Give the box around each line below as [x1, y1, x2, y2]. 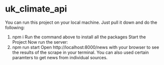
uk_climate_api [5, 3, 67, 15]
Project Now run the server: [12, 39, 69, 45]
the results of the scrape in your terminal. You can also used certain [12, 49, 149, 55]
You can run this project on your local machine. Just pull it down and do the [5, 19, 158, 25]
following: [5, 24, 25, 30]
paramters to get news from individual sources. [12, 54, 108, 60]
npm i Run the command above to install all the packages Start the [12, 34, 146, 40]
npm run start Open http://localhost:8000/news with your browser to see [12, 44, 159, 50]
